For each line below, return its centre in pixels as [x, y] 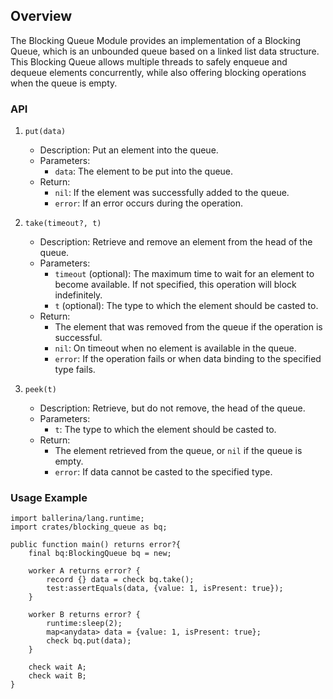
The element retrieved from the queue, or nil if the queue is [178, 451]
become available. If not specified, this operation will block [175, 285]
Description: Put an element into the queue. [129, 150]
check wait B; [57, 676]
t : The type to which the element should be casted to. [165, 430]
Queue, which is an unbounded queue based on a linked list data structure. [165, 51]
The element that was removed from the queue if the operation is [188, 327]
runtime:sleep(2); [84, 624]
